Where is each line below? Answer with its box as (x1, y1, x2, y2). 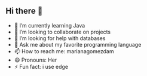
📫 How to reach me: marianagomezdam (14, 47, 114, 54)
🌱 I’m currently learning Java (14, 22, 85, 29)
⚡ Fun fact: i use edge (14, 63, 69, 70)
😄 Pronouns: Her (14, 56, 57, 63)
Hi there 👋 (5, 6, 43, 16)
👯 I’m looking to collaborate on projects (14, 28, 111, 35)
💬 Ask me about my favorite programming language (14, 41, 142, 48)
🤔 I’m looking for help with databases (14, 34, 106, 42)
